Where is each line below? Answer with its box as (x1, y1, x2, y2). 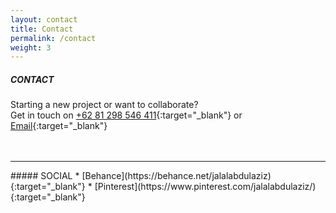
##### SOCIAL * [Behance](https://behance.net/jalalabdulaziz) (10, 170, 272, 182)
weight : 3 (10, 42, 52, 53)
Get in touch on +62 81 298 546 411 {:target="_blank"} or (10, 109, 243, 121)
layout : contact (10, 14, 78, 25)
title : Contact (10, 24, 74, 34)
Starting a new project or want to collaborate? (10, 99, 199, 111)
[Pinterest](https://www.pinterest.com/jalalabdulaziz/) (94, 181, 317, 193)
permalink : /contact (10, 33, 97, 43)
